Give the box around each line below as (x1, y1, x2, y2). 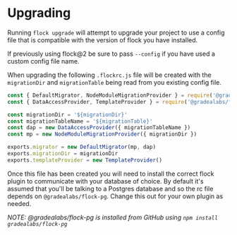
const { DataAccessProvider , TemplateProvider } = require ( (7, 98, 188, 105)
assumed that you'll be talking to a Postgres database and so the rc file (7, 184, 214, 193)
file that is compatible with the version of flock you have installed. (7, 35, 198, 44)
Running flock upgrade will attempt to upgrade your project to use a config (7, 28, 225, 37)
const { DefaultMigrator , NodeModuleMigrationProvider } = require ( (7, 92, 213, 99)
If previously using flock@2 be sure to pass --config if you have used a (7, 49, 215, 58)
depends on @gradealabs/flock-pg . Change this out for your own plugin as (7, 192, 224, 200)
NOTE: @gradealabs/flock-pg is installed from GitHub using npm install (7, 213, 219, 222)
